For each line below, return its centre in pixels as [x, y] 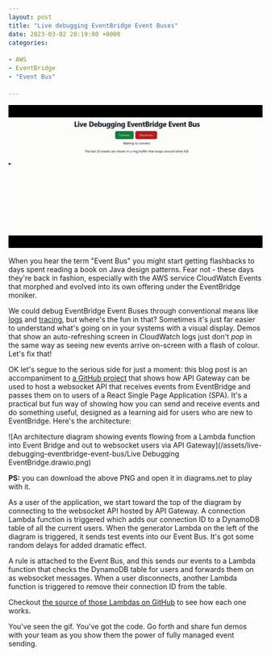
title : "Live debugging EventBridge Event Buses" [94, 25]
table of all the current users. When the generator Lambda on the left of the [133, 528]
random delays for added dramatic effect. [77, 545]
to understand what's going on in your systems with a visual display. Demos [134, 328]
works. [20, 611]
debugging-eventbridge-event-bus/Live [75, 454]
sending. [23, 644]
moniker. [23, 296]
